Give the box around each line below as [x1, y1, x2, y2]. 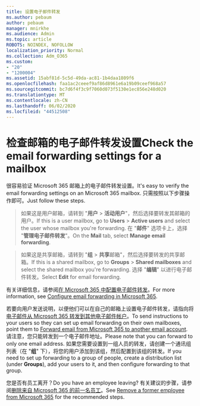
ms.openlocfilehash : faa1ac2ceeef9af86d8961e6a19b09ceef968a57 [6, 81, 167, 87]
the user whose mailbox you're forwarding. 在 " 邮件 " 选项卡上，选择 [20, 225, 187, 232]
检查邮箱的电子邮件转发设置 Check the [6, 136, 193, 150]
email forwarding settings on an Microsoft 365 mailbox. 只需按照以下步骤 [6, 190, 185, 197]
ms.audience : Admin [6, 31, 55, 37]
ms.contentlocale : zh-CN [6, 97, 68, 103]
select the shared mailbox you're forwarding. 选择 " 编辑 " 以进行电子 [20, 266, 187, 273]
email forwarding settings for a [6, 149, 162, 163]
